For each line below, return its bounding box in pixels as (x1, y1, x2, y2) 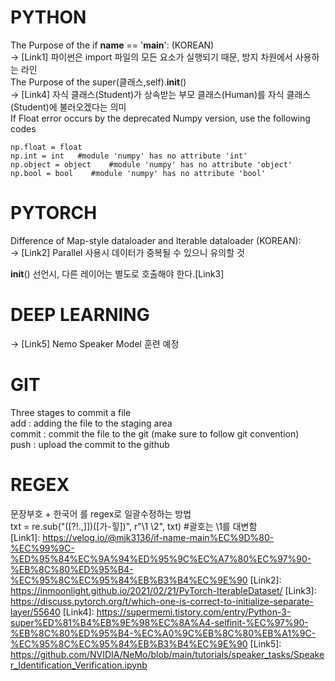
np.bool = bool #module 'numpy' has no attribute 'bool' (10, 168, 267, 178)
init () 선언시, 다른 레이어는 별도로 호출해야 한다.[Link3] (10, 267, 225, 280)
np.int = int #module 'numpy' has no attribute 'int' (10, 151, 248, 161)
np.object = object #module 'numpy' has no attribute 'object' (10, 159, 293, 170)
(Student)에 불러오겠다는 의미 (10, 101, 127, 113)
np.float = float (10, 142, 83, 152)
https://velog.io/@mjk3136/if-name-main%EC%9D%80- (42, 531, 275, 543)
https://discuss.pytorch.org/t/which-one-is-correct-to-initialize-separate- (10, 595, 314, 607)
